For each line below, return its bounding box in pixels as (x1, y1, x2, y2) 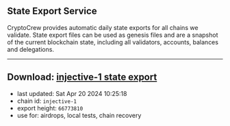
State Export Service (7, 5, 97, 17)
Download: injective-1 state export (7, 72, 157, 83)
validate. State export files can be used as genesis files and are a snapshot (7, 31, 218, 39)
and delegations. (7, 45, 55, 53)
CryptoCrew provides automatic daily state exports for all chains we (7, 23, 199, 31)
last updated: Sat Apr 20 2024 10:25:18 (16, 89, 127, 97)
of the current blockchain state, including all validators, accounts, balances (7, 37, 219, 46)
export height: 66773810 (16, 104, 84, 112)
